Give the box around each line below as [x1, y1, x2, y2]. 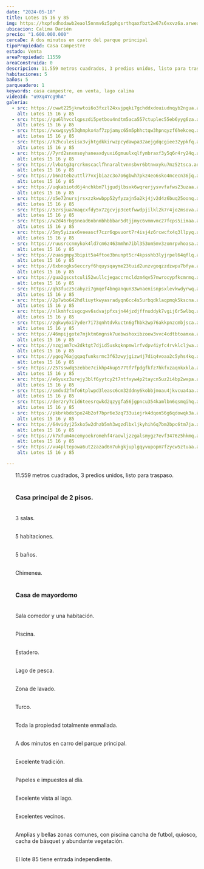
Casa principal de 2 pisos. [15, 493, 93, 501]
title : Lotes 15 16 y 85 [6, 15, 69, 21]
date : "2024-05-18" [6, 9, 56, 15]
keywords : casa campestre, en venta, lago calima [6, 88, 135, 94]
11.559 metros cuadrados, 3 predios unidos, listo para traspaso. [15, 472, 174, 479]
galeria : [6, 99, 29, 105]
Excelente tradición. [15, 758, 65, 766]
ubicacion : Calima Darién [6, 26, 72, 32]
